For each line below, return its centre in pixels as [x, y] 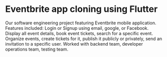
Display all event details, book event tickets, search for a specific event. [79, 33]
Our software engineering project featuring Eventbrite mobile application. [81, 23]
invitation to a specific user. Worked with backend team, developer [74, 44]
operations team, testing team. [37, 49]
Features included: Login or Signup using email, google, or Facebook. [77, 28]
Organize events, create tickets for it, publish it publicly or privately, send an [84, 39]
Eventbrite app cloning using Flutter [81, 9]
